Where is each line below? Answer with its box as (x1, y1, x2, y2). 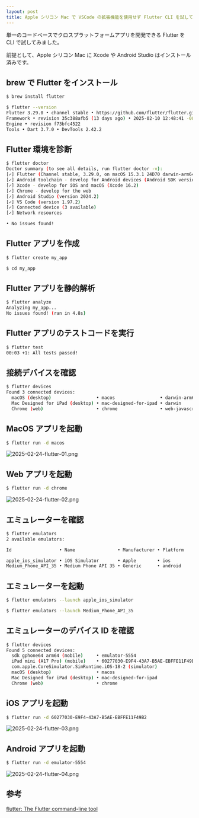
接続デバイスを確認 (6, 368, 76, 378)
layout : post (6, 8, 38, 15)
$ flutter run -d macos (6, 440, 65, 446)
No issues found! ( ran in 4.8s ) (6, 311, 86, 317)
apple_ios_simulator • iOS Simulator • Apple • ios (6, 558, 171, 564)
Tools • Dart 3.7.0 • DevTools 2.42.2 (6, 126, 102, 132)
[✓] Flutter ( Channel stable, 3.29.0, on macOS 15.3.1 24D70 (6, 171, 161, 178)
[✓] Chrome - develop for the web (6, 188, 92, 194)
